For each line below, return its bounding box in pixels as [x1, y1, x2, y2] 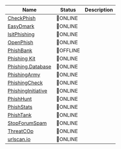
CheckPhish [7, 15, 36, 21]
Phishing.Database [7, 63, 52, 70]
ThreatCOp [7, 128, 34, 135]
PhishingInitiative [7, 87, 48, 94]
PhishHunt [7, 95, 32, 102]
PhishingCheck [7, 79, 43, 86]
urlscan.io [7, 136, 31, 143]
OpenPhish [7, 39, 34, 46]
